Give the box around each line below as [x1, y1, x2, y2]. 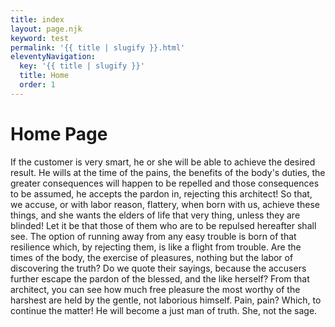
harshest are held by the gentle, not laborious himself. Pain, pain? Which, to [10, 294, 322, 306]
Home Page [10, 122, 108, 145]
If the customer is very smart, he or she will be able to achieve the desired [10, 156, 316, 168]
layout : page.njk [10, 24, 83, 34]
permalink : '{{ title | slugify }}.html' [10, 42, 186, 53]
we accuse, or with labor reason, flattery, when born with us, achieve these [10, 198, 320, 210]
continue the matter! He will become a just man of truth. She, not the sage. [10, 304, 318, 316]
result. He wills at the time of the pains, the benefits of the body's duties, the [10, 166, 326, 178]
